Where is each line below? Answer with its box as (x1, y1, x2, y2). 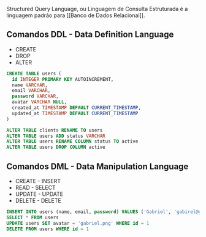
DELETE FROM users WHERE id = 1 (6, 226, 89, 232)
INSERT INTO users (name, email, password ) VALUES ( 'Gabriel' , (6, 209, 172, 215)
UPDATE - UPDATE (15, 190, 63, 198)
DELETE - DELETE (15, 197, 61, 204)
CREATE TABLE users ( (6, 70, 62, 77)
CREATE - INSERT (15, 178, 61, 184)
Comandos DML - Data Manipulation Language (6, 161, 189, 171)
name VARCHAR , (12, 82, 48, 88)
